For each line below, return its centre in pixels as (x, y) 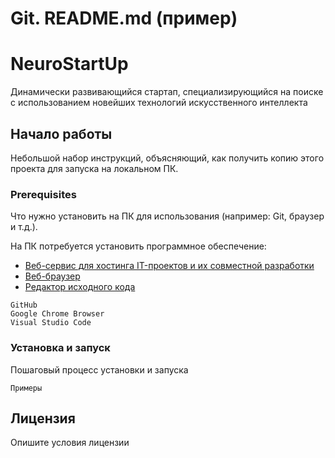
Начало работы (61, 133)
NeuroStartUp (69, 64)
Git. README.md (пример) (124, 18)
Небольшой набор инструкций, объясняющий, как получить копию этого (167, 158)
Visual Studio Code (51, 323)
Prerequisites (43, 194)
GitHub (24, 305)
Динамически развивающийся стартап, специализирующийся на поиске (167, 92)
